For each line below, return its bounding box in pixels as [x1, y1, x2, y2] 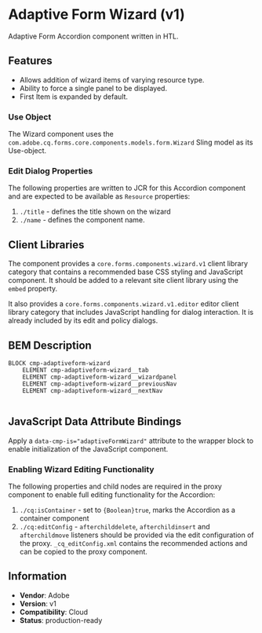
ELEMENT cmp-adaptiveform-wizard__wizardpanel [22, 373, 177, 381]
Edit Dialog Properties [8, 165, 93, 176]
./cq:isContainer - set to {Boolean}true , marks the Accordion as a [19, 505, 235, 515]
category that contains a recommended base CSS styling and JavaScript [8, 267, 243, 276]
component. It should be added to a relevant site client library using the [8, 276, 239, 285]
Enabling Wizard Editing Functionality [8, 463, 155, 474]
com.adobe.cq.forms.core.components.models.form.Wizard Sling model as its [8, 137, 253, 147]
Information [8, 569, 67, 583]
